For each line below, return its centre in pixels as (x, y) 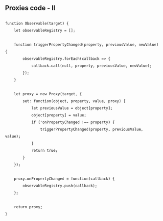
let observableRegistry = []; (45, 30)
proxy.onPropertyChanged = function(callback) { (64, 179)
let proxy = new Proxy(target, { (48, 94)
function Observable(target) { (37, 23)
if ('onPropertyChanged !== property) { (73, 122)
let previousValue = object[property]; (72, 108)
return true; (44, 150)
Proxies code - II (30, 8)
